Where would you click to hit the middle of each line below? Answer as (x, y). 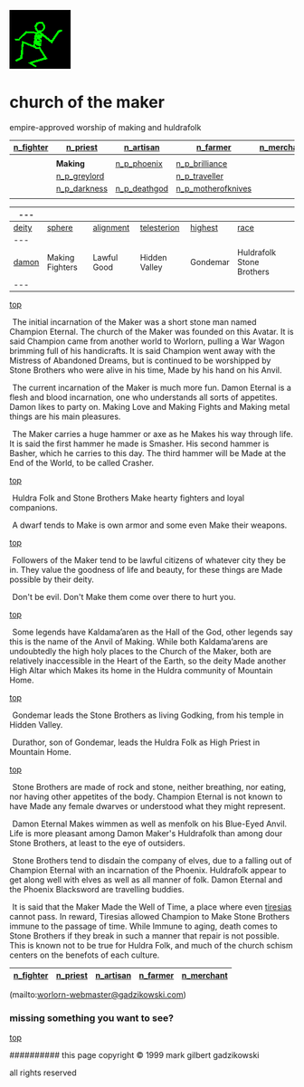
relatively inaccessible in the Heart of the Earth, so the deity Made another (148, 661)
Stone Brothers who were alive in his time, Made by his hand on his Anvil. (146, 370)
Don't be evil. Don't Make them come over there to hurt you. (124, 597)
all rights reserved (43, 1073)
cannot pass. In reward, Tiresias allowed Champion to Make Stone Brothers (150, 917)
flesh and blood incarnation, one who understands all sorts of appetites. (143, 397)
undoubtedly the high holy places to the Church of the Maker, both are (140, 652)
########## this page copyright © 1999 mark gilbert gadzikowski (134, 1055)
